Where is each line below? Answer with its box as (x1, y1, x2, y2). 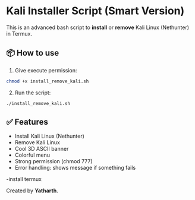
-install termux (6, 176, 42, 183)
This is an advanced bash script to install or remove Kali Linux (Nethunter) (6, 24, 189, 31)
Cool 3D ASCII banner (14, 145, 69, 153)
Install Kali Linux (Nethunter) (14, 132, 85, 140)
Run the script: (14, 89, 51, 96)
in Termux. (6, 30, 33, 37)
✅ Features (6, 117, 49, 127)
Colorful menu (14, 151, 51, 158)
